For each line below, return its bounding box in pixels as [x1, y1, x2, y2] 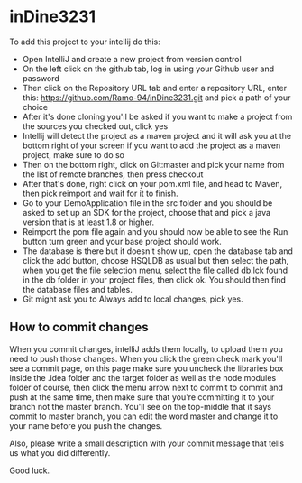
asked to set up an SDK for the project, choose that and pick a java [22, 207, 271, 218]
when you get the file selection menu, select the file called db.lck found [22, 265, 288, 275]
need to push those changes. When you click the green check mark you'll [9, 353, 283, 364]
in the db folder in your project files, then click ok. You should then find [22, 274, 287, 285]
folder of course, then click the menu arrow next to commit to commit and [9, 382, 284, 393]
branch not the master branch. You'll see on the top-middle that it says [9, 401, 272, 412]
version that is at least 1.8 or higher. [22, 217, 155, 228]
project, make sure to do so [22, 149, 124, 160]
